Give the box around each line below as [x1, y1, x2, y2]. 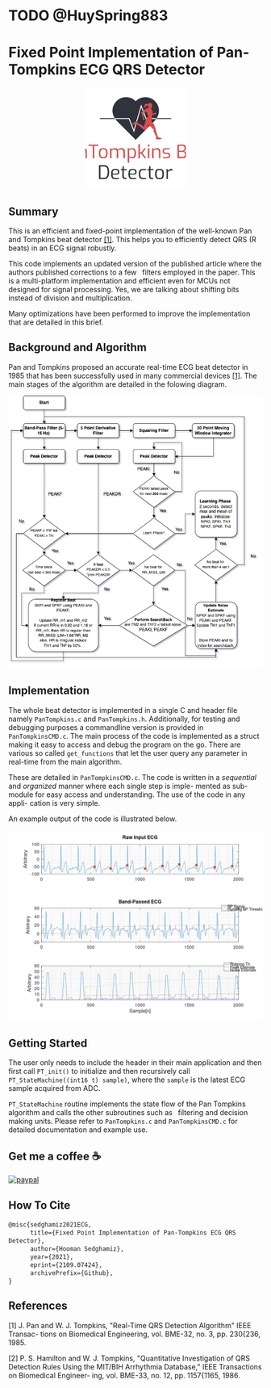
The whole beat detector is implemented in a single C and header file [8, 705, 238, 715]
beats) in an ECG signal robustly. [8, 243, 117, 253]
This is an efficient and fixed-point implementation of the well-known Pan [8, 225, 252, 236]
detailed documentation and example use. [8, 1125, 148, 1134]
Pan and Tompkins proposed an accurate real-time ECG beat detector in [8, 362, 248, 371]
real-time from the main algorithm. [8, 757, 123, 766]
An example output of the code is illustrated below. [8, 814, 177, 824]
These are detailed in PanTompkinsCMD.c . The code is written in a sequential [8, 772, 256, 782]
